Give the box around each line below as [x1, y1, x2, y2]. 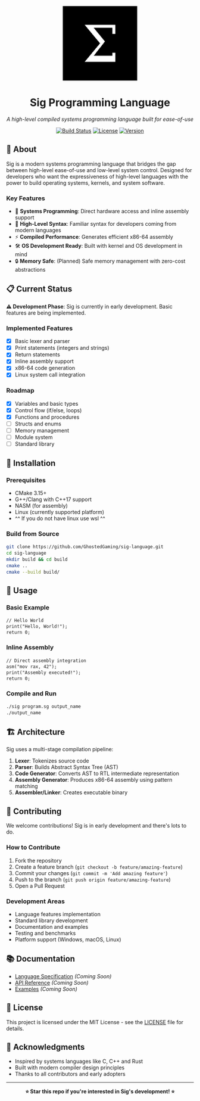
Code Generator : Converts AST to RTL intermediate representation [14, 770, 180, 777]
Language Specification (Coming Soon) [14, 972, 112, 979]
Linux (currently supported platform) [14, 508, 105, 515]
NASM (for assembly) [14, 502, 68, 509]
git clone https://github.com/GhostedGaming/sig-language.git [6, 544, 164, 550]
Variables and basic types [14, 400, 79, 407]
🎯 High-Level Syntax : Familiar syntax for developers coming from [14, 220, 177, 228]
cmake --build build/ [6, 569, 60, 575]
